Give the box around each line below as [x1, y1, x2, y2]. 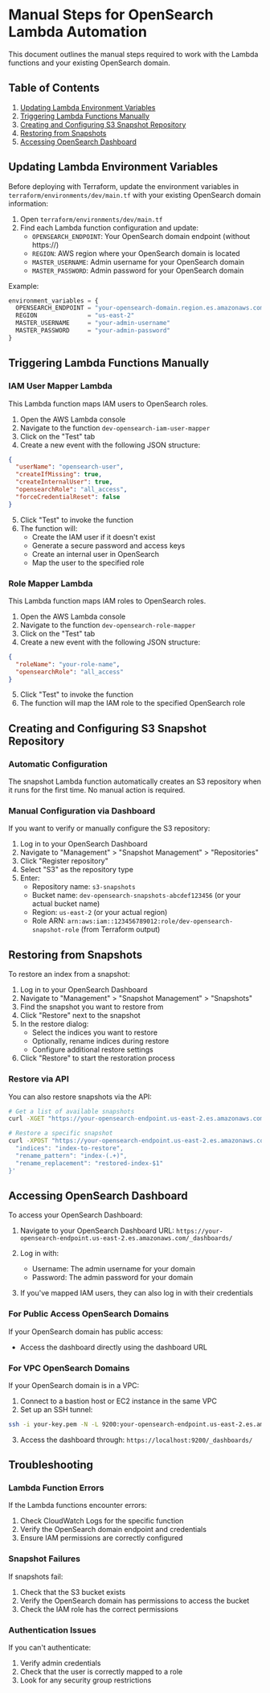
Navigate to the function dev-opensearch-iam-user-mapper [19, 422, 211, 432]
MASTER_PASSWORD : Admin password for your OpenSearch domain [31, 266, 244, 275]
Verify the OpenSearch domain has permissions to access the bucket [19, 1596, 250, 1605]
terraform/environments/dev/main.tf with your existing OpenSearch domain [8, 190, 261, 200]
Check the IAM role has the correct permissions [19, 1604, 179, 1614]
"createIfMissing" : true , [15, 471, 103, 479]
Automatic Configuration [8, 758, 108, 769]
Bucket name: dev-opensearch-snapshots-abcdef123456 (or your [31, 891, 241, 900]
